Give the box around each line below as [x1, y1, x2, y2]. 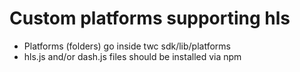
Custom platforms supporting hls [9, 7, 291, 30]
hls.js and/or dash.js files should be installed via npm [23, 50, 242, 62]
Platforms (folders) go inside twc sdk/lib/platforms [23, 40, 231, 52]
